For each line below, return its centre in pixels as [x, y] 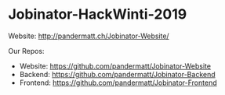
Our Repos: [26, 51]
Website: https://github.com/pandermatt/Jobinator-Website [115, 66]
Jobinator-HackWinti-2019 [98, 14]
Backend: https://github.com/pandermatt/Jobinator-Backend [117, 74]
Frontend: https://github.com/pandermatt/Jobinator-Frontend [118, 83]
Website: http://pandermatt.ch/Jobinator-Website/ [89, 36]
